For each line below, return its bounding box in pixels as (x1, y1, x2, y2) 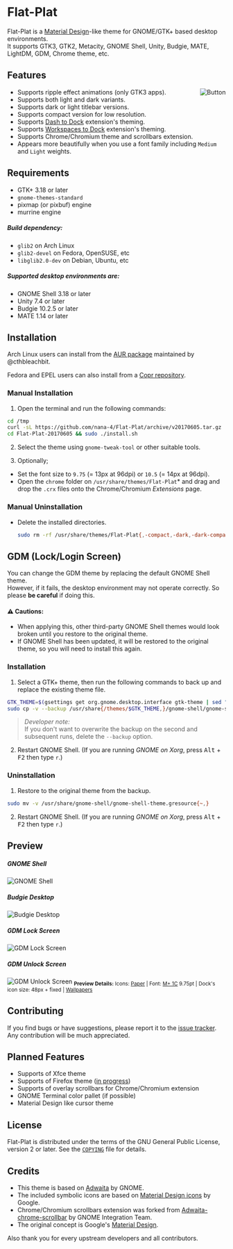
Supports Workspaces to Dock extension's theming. (17, 124, 166, 133)
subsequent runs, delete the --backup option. (24, 733, 153, 741)
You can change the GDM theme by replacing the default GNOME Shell (7, 569, 210, 578)
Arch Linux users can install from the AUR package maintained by (7, 350, 195, 359)
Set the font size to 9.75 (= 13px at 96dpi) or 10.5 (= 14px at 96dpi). (17, 470, 210, 478)
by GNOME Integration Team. (68, 1213, 153, 1221)
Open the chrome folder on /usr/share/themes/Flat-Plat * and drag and (17, 477, 221, 486)
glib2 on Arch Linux (17, 241, 75, 250)
